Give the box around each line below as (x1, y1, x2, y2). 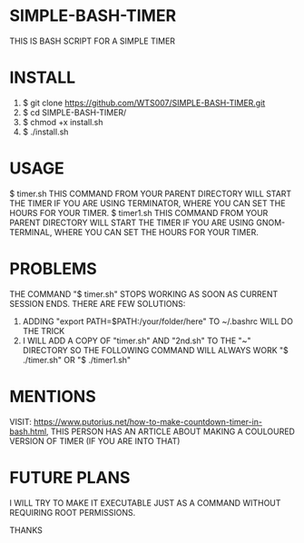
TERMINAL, (9, 226, 53, 237)
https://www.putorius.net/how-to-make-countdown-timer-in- (33, 416, 263, 427)
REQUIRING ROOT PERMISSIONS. (9, 507, 136, 518)
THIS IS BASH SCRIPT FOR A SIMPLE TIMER (9, 35, 175, 46)
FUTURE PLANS (9, 467, 131, 488)
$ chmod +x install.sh (22, 116, 103, 127)
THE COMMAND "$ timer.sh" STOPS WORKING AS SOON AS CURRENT (9, 288, 279, 300)
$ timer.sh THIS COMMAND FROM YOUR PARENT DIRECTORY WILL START (9, 188, 292, 199)
